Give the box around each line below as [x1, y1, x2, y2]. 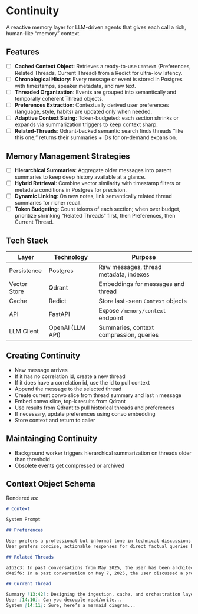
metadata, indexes [98, 270, 150, 278]
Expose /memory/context [98, 307, 166, 314]
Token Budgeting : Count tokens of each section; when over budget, [14, 205, 181, 213]
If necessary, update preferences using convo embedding [14, 410, 156, 417]
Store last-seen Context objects [98, 297, 187, 305]
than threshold [14, 455, 50, 462]
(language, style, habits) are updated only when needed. [14, 108, 152, 115]
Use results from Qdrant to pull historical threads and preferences [14, 404, 175, 411]
